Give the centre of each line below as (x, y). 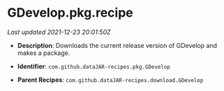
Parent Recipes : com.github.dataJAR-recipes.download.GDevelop (110, 80)
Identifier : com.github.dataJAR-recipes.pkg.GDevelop (94, 66)
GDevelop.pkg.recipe (70, 13)
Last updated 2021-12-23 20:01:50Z (59, 32)
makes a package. (44, 53)
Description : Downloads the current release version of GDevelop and (117, 45)
